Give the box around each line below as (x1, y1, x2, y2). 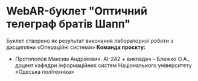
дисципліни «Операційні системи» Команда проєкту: (6, 44, 146, 51)
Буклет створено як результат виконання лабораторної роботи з (6, 37, 174, 44)
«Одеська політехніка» (14, 68, 74, 75)
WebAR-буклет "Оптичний (6, 4, 148, 18)
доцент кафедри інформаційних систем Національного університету (14, 62, 192, 69)
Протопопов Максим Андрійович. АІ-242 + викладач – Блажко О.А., (14, 55, 190, 62)
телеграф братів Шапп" (6, 17, 131, 31)
